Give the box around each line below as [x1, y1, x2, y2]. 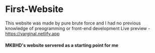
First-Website [5, 3, 64, 15]
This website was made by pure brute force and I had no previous [5, 20, 141, 26]
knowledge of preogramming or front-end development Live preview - [5, 25, 150, 31]
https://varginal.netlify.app [5, 30, 60, 36]
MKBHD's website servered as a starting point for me [5, 42, 119, 48]
